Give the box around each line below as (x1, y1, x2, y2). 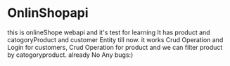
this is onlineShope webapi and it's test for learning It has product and (7, 28, 210, 37)
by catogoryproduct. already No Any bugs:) (7, 51, 134, 59)
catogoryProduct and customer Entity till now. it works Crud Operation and (7, 35, 224, 44)
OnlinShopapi (7, 5, 89, 21)
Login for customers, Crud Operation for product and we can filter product (7, 43, 223, 51)
